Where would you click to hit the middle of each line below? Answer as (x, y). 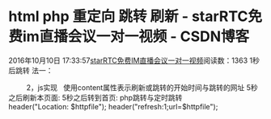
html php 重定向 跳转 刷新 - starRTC (128, 16)
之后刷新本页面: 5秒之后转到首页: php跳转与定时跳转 (95, 97)
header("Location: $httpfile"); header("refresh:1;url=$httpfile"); (113, 106)
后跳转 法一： (31, 70)
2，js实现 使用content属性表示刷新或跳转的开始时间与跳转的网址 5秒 (142, 87)
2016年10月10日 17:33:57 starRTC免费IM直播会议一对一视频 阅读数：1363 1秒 (134, 60)
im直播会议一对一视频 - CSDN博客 (136, 37)
